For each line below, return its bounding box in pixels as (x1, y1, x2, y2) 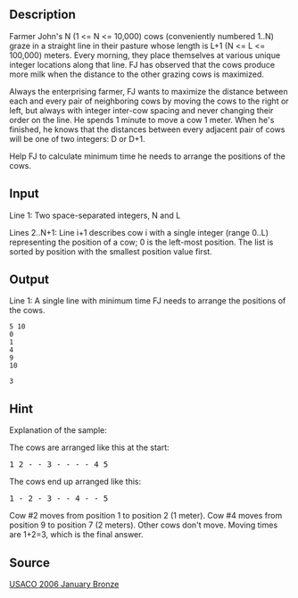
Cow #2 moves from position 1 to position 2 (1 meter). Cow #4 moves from (9, 511, 283, 521)
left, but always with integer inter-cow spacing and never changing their (9, 104, 274, 115)
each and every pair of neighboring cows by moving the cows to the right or (9, 96, 289, 106)
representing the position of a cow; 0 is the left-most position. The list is (9, 237, 274, 247)
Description (9, 7, 76, 22)
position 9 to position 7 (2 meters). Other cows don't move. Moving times (9, 519, 278, 530)
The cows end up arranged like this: (9, 477, 142, 487)
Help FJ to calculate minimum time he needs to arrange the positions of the (9, 151, 286, 162)
